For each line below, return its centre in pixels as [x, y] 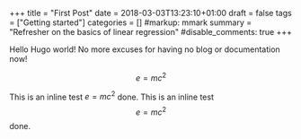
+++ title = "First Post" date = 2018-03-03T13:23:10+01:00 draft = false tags [150, 13]
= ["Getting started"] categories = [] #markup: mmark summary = [131, 22]
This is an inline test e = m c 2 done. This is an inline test [111, 96]
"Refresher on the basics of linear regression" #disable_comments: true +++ [151, 32]
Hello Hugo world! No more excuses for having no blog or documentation [145, 49]
